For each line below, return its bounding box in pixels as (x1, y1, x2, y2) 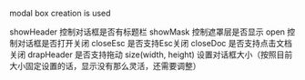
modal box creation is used (9, 8, 111, 18)
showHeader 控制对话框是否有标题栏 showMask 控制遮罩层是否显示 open (9, 26, 285, 37)
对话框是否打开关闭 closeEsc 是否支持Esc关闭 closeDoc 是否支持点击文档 (16, 38, 293, 48)
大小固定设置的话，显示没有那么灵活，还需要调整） (9, 61, 201, 71)
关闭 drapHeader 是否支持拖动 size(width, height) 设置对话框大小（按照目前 (9, 49, 293, 60)
